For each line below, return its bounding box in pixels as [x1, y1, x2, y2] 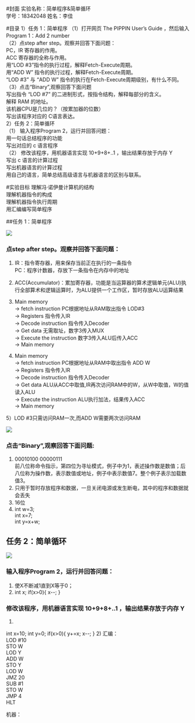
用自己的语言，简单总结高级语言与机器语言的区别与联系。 [6, 172, 144, 178]
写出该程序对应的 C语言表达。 [6, 113, 78, 119]
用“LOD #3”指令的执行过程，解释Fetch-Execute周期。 [6, 61, 135, 68]
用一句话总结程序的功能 [6, 135, 62, 142]
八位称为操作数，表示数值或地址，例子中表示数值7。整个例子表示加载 [14, 470, 182, 477]
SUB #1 [6, 680, 24, 687]
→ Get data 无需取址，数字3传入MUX [14, 327, 105, 334]
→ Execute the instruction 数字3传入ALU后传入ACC [14, 334, 138, 341]
